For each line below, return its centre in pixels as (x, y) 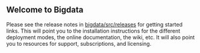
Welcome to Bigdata (45, 10)
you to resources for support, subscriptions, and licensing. (79, 43)
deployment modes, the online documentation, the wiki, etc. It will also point (101, 37)
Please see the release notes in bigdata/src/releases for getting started (94, 24)
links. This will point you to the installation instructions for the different (93, 31)
